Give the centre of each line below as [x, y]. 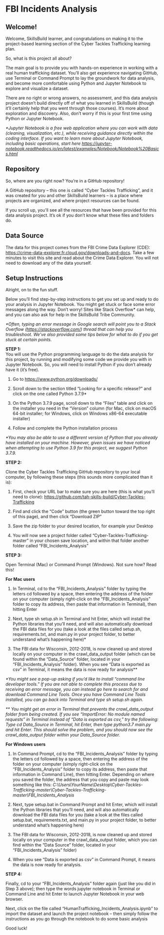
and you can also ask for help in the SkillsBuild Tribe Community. [71, 315]
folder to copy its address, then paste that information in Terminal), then [85, 604]
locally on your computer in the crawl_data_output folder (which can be [84, 654]
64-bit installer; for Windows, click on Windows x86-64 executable [80, 414]
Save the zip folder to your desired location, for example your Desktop [83, 526]
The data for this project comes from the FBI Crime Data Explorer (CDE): [78, 247]
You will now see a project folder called [52, 536]
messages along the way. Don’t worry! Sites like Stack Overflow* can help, [80, 309]
